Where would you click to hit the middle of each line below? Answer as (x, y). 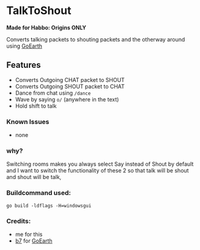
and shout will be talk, (34, 177)
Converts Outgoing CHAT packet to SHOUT (70, 79)
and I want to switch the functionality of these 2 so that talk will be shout (98, 171)
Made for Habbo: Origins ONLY (46, 28)
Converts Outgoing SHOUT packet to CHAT (70, 86)
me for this (29, 234)
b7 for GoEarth (34, 241)
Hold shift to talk (36, 106)
